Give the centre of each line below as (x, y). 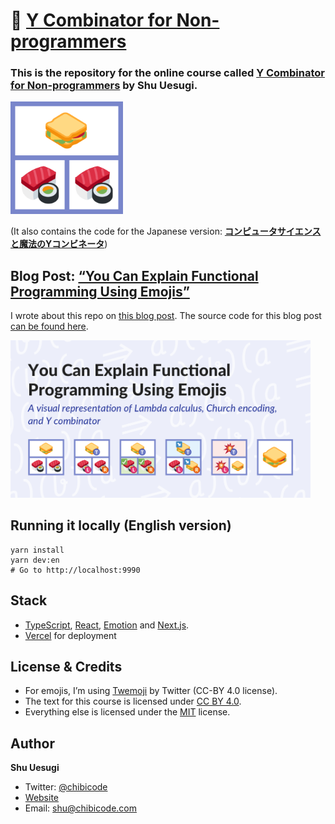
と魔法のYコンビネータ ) (59, 244)
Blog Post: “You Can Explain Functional (134, 275)
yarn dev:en (35, 560)
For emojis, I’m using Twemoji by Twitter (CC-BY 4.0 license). (151, 691)
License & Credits (66, 667)
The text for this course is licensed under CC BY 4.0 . (133, 701)
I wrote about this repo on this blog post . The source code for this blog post (166, 316)
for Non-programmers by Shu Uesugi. (104, 86)
